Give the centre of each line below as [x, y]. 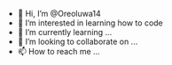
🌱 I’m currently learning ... [65, 32]
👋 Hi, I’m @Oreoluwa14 [59, 14]
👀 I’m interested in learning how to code [90, 23]
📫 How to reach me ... [59, 51]
